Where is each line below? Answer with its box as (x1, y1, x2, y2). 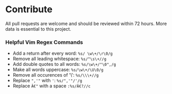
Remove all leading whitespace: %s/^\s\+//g (12, 56, 107, 62)
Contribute (5, 4, 53, 15)
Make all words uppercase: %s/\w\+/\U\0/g (12, 66, 104, 73)
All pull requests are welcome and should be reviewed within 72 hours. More (5, 20, 167, 27)
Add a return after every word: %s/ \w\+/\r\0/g (12, 50, 113, 57)
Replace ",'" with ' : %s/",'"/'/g (12, 78, 82, 84)
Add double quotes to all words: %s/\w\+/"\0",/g (12, 61, 117, 67)
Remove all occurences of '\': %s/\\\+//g (12, 72, 99, 78)
